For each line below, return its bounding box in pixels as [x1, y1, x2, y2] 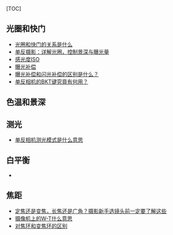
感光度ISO [14, 55, 40, 63]
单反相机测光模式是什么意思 [14, 137, 84, 144]
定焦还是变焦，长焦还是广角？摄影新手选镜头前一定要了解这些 [14, 207, 167, 214]
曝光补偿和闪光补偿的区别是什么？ [14, 70, 99, 78]
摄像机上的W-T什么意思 [14, 215, 73, 222]
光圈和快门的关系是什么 [14, 41, 73, 48]
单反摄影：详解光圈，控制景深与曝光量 [14, 48, 109, 55]
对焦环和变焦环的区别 [14, 222, 67, 229]
